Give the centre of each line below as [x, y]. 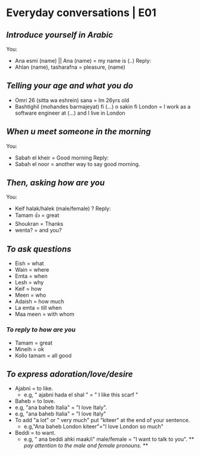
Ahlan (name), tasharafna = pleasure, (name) [70, 67]
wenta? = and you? [38, 230]
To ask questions [39, 249]
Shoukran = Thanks [39, 224]
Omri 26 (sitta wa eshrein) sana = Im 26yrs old [72, 100]
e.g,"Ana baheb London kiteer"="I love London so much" [93, 426]
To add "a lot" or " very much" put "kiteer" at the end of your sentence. [102, 420]
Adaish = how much [39, 302]
